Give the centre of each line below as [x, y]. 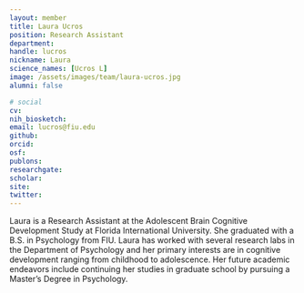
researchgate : [36, 169]
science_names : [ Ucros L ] [58, 69]
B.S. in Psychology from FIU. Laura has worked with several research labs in [152, 240]
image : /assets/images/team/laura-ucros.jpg [95, 77]
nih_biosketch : [38, 119]
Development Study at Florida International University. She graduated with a [152, 231]
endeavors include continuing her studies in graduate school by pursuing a [150, 269]
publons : [26, 161]
